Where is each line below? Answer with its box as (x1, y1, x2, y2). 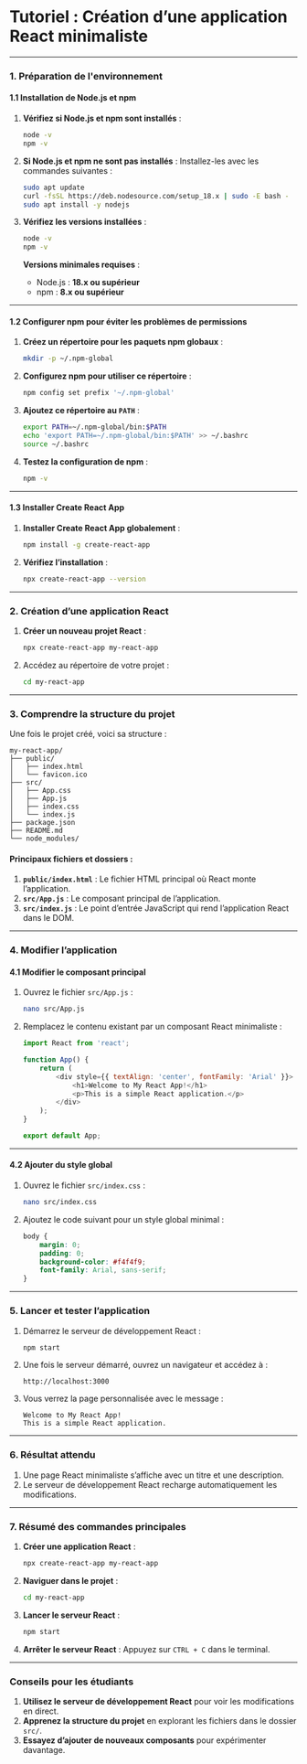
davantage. (22, 1744, 66, 1755)
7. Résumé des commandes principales (9, 1520, 186, 1533)
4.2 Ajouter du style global (9, 1160, 112, 1171)
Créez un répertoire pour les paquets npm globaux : (22, 337, 224, 347)
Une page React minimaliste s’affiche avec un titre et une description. (22, 1470, 285, 1481)
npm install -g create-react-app (22, 540, 151, 550)
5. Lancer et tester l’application (9, 1305, 151, 1318)
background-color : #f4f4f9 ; (39, 1257, 146, 1267)
